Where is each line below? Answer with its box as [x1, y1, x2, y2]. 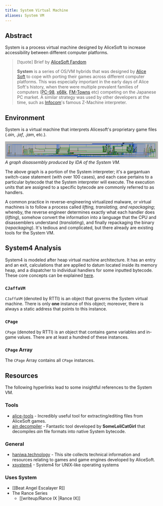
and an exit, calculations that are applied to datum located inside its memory [5, 262, 158, 268]
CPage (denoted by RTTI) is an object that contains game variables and [5, 329, 146, 335]
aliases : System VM [5, 13, 45, 18]
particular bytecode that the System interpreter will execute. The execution [5, 179, 155, 185]
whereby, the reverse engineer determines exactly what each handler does [5, 209, 155, 215]
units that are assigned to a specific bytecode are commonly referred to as [5, 184, 154, 190]
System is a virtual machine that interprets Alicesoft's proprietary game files [5, 126, 157, 132]
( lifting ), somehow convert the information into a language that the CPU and [5, 214, 157, 220]
